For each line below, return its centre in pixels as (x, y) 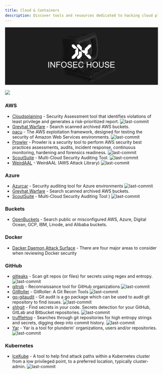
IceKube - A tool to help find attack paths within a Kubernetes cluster (81, 356)
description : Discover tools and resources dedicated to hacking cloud (79, 15)
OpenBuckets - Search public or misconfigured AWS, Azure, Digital (79, 219)
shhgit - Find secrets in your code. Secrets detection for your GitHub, (81, 307)
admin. (19, 367)
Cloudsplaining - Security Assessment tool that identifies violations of (82, 116)
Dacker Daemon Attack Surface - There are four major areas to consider (84, 248)
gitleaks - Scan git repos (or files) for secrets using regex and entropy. (82, 276)
